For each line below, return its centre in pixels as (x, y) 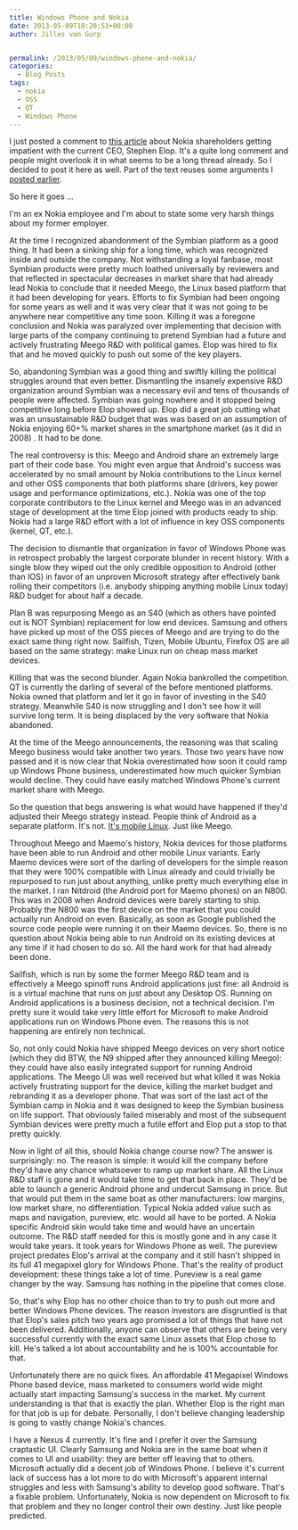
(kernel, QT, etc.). (41, 531)
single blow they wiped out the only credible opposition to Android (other (143, 567)
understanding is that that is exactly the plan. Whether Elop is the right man (147, 1404)
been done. (30, 957)
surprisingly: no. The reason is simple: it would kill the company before (139, 1161)
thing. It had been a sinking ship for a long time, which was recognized (139, 250)
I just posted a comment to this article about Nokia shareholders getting (141, 141)
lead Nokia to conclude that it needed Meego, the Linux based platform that (148, 288)
